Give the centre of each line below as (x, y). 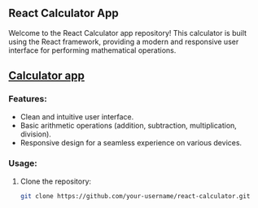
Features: (28, 99)
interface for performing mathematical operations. (92, 50)
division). (35, 134)
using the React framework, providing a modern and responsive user (124, 41)
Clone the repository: (56, 181)
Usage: (23, 163)
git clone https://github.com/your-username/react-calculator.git (135, 196)
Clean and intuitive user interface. (77, 116)
